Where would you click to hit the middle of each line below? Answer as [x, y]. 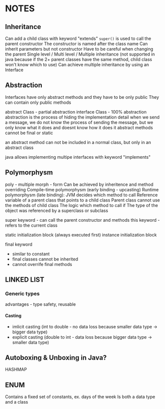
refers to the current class [31, 225]
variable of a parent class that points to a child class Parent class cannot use [83, 200]
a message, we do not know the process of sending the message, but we [79, 122]
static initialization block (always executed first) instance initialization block [81, 234]
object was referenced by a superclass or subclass [57, 210]
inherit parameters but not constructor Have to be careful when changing [79, 49]
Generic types [23, 293]
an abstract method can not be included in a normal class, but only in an [78, 142]
